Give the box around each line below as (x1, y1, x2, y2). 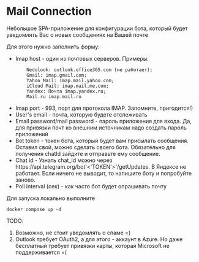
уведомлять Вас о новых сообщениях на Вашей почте (6, 31, 149, 38)
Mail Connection (6, 4, 92, 18)
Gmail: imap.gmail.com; (26, 72, 87, 78)
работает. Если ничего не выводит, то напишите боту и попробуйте (15, 169, 192, 177)
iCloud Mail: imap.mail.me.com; (26, 83, 109, 89)
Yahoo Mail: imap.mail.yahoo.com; (26, 77, 115, 83)
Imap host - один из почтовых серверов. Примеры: (15, 55, 149, 62)
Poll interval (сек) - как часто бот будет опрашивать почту (15, 182, 167, 190)
